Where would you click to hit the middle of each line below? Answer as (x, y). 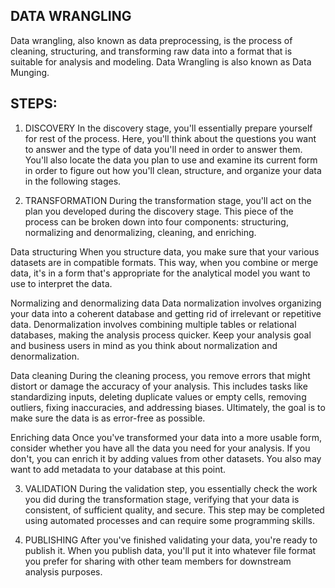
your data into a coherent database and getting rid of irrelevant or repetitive (166, 313)
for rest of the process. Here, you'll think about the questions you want (170, 138)
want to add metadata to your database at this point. (118, 469)
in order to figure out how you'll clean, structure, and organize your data (173, 170)
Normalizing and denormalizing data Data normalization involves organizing (166, 303)
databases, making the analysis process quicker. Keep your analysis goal (161, 335)
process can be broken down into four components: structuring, (156, 221)
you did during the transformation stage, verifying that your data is (162, 499)
